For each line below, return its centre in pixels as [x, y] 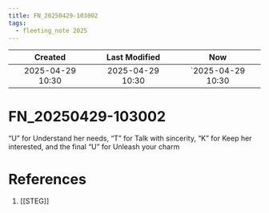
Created [50, 57]
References [47, 179]
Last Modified [134, 57]
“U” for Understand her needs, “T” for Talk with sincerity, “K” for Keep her [130, 138]
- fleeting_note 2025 [52, 30]
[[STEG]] [34, 201]
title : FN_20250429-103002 [53, 16]
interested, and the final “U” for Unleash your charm [94, 147]
